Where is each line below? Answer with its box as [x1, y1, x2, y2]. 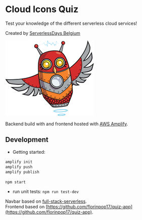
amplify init [5, 159, 33, 164]
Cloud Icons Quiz [5, 4, 79, 15]
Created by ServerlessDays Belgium [5, 30, 81, 36]
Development [5, 136, 49, 144]
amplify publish [5, 169, 39, 174]
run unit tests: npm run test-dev [12, 188, 79, 194]
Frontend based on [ [5, 203, 48, 209]
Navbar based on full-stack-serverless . [5, 198, 87, 204]
